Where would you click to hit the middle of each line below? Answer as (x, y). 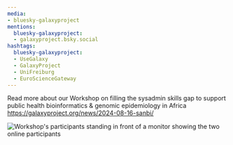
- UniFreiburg (34, 72)
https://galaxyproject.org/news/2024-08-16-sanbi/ (80, 113)
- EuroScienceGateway (45, 78)
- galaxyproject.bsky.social (56, 40)
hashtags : (22, 46)
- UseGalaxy (31, 59)
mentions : (22, 26)
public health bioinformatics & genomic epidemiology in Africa (97, 106)
